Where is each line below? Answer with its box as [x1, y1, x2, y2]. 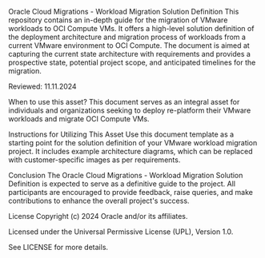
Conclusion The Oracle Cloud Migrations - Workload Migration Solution [8, 171, 243, 180]
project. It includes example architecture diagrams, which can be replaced [8, 147, 253, 156]
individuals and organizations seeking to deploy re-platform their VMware [8, 105, 251, 115]
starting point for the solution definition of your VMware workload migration [8, 138, 258, 147]
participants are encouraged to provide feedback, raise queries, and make [8, 188, 254, 196]
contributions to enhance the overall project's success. [8, 196, 190, 205]
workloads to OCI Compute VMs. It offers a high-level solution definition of [8, 24, 255, 33]
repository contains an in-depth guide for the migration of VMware [8, 15, 228, 25]
